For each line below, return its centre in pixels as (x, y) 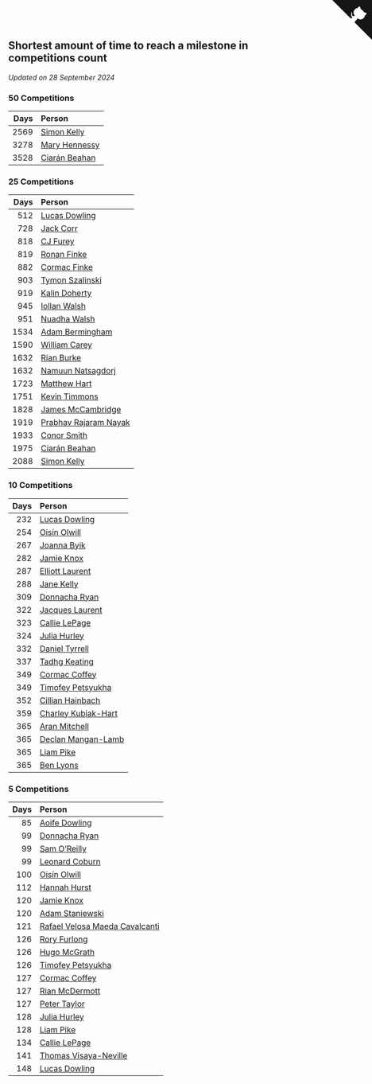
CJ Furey (58, 241)
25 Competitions (41, 181)
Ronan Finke (64, 255)
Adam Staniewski (72, 913)
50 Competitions (41, 98)
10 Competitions (41, 485)
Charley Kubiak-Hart (78, 713)
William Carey (67, 345)
